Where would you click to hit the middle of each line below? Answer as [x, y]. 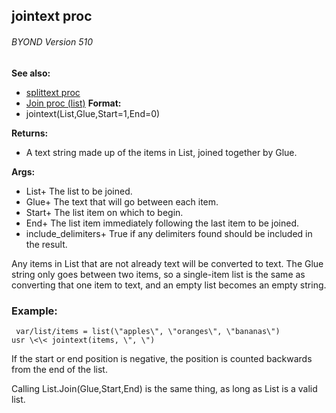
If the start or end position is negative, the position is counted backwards [162, 358]
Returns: [30, 133]
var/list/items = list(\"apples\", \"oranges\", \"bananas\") [148, 331]
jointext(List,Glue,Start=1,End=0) [93, 113]
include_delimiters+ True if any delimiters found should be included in [169, 233]
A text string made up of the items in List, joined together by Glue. [161, 152]
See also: [31, 73]
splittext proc [53, 92]
